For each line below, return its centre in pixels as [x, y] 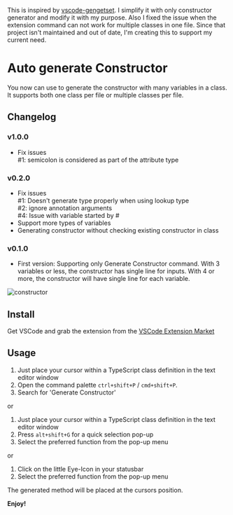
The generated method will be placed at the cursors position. [95, 490]
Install [21, 314]
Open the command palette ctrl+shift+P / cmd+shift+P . [97, 385]
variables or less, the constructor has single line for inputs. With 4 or [116, 271]
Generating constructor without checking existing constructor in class [118, 230]
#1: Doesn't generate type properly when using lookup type [103, 200]
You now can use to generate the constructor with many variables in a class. [117, 88]
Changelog [32, 117]
